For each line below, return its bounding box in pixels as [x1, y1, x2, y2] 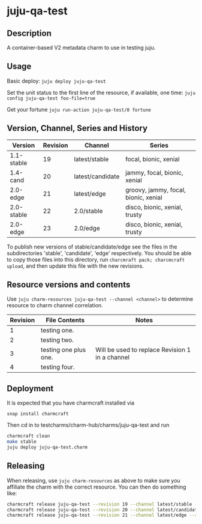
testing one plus [40, 346, 86, 354]
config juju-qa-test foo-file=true [7, 95, 96, 101]
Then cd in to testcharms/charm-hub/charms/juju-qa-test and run [7, 421, 170, 429]
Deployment [7, 383, 54, 394]
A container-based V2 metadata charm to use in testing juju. [7, 44, 156, 51]
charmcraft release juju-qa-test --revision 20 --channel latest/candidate [7, 507, 200, 513]
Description [7, 28, 52, 38]
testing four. [40, 363, 75, 372]
